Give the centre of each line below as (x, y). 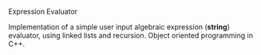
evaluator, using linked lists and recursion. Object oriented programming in (131, 35)
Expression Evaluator (43, 12)
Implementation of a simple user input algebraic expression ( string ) (119, 27)
